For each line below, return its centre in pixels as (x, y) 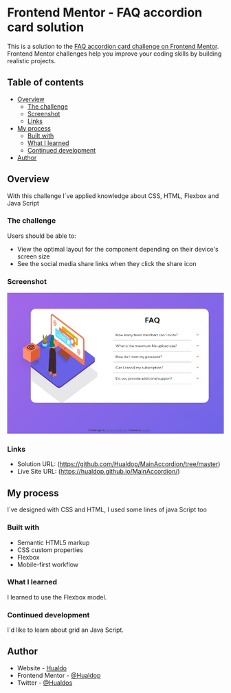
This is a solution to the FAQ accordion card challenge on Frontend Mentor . (113, 46)
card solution (46, 27)
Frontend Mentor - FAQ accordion (105, 13)
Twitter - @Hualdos (45, 683)
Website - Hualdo (42, 668)
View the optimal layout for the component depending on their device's (118, 249)
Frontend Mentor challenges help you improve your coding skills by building (114, 54)
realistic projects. (32, 60)
